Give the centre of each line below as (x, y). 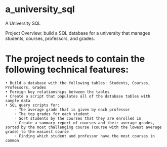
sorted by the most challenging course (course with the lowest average (83, 127)
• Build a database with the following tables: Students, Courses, (78, 83)
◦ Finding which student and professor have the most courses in (85, 136)
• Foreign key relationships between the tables (57, 92)
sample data (18, 101)
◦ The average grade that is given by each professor (72, 110)
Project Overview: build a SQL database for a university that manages (78, 33)
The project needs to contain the (75, 59)
